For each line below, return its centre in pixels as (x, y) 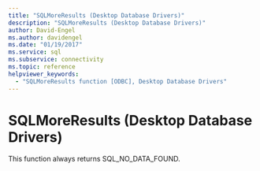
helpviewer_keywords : (44, 74)
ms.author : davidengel (45, 37)
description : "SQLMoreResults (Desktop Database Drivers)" (107, 23)
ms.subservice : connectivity (56, 60)
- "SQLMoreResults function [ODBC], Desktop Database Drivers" (121, 81)
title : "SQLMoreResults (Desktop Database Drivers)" (97, 15)
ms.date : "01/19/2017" (45, 45)
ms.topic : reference (42, 67)
